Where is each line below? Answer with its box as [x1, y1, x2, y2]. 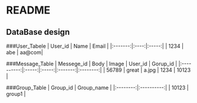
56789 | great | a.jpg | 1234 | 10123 [106, 67, 191, 74]
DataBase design [6, 27, 70, 37]
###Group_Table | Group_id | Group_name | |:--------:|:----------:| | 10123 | [6, 84, 189, 91]
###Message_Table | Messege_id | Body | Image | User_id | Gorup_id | [6, 60, 178, 67]
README [6, 4, 51, 17]
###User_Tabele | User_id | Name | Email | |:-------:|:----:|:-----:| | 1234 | [6, 42, 184, 49]
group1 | [6, 91, 26, 97]
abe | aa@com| [6, 49, 43, 56]
